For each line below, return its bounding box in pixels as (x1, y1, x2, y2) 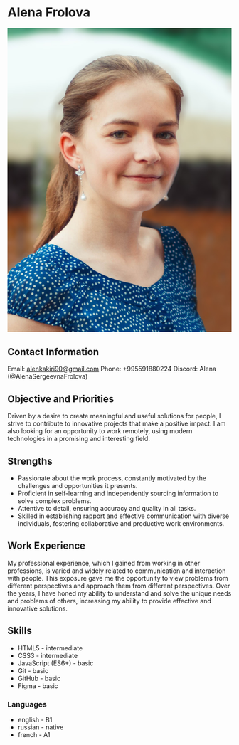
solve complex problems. (17, 497, 92, 505)
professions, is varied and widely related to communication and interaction (7, 566, 226, 575)
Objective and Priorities (7, 393, 115, 405)
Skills (7, 625, 32, 637)
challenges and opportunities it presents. (17, 482, 138, 490)
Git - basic (17, 666, 48, 675)
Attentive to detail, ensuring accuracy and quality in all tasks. (17, 504, 196, 513)
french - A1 (17, 730, 51, 739)
